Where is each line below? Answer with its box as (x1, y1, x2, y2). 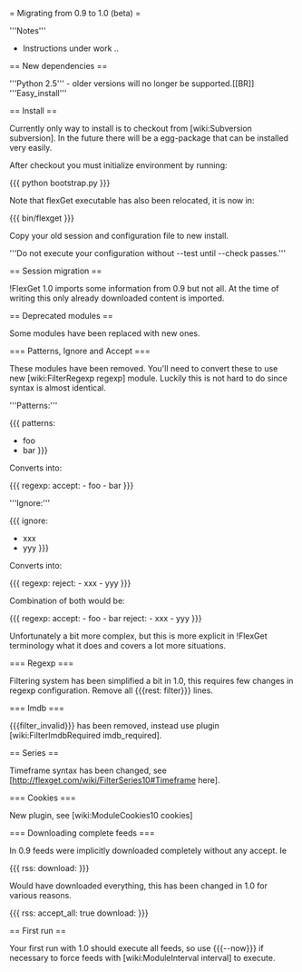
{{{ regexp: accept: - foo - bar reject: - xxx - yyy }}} (9, 613, 202, 623)
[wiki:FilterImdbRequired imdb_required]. (9, 730, 162, 740)
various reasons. (9, 890, 73, 900)
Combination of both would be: (9, 595, 125, 606)
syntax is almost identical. (9, 382, 106, 393)
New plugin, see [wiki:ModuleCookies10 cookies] (9, 810, 193, 820)
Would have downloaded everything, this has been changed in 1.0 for (9, 880, 268, 891)
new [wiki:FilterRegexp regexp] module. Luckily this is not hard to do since (9, 372, 287, 383)
